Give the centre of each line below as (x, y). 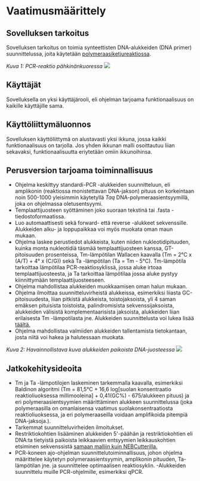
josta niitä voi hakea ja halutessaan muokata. (70, 337)
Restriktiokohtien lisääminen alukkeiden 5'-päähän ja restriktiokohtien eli (104, 434)
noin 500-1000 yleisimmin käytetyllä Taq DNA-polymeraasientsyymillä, (102, 197)
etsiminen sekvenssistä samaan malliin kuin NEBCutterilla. (86, 446)
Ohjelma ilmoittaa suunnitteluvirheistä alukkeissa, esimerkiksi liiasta (98, 293)
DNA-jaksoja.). (33, 421)
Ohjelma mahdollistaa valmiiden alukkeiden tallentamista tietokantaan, (101, 331)
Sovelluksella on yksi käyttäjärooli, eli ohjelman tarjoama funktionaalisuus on (100, 99)
